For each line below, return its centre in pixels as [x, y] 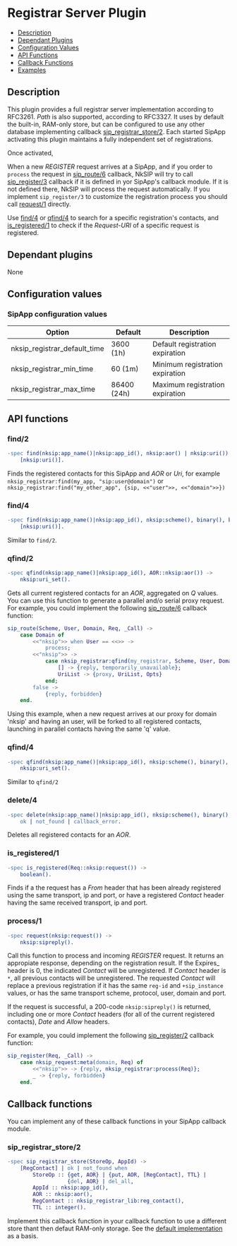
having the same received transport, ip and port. [78, 903]
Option [57, 332]
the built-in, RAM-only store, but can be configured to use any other [106, 124]
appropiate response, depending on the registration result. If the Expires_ [114, 963]
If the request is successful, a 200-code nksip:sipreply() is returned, [109, 1007]
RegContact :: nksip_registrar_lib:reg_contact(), [109, 1201]
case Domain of [42, 635]
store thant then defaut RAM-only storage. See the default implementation [115, 1228]
